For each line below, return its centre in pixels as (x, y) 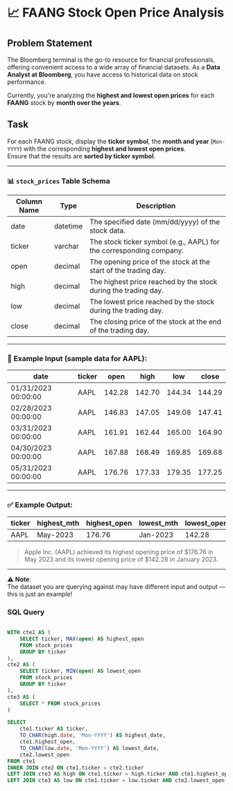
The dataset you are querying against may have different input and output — (116, 586)
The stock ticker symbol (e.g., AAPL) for (154, 242)
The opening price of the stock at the (149, 262)
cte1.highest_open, (48, 742)
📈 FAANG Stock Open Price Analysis (115, 13)
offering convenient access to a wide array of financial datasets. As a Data (114, 67)
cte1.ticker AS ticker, (54, 729)
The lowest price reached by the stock (152, 302)
